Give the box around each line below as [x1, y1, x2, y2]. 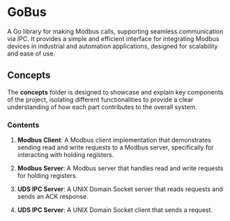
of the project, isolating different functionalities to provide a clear [7, 95, 194, 104]
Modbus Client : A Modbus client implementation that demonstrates [17, 136, 211, 145]
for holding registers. [17, 172, 78, 180]
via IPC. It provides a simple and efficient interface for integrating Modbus [7, 34, 220, 42]
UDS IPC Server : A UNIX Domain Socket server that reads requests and [17, 185, 223, 193]
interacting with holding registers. [17, 151, 114, 159]
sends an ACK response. [17, 193, 89, 201]
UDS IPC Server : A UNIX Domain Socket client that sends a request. [17, 206, 213, 214]
